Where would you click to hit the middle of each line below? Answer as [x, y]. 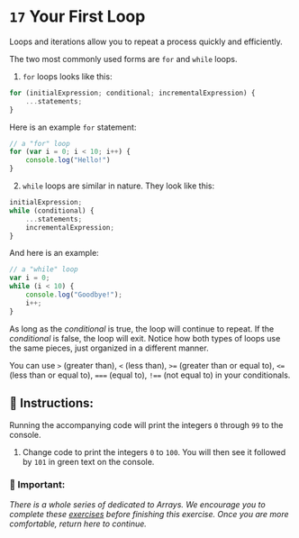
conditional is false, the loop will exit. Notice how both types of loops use [145, 338]
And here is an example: [54, 253]
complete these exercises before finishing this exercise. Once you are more [149, 514]
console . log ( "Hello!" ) [68, 160]
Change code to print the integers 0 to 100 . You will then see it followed [154, 451]
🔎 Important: [37, 485]
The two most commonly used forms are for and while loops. [123, 59]
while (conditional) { [52, 210]
